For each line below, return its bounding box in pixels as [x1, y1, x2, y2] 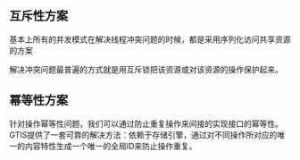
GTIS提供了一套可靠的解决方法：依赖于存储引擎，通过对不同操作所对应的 [9, 129, 278, 140]
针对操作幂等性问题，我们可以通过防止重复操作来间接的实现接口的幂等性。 [9, 118, 283, 129]
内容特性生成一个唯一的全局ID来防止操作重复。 [24, 140, 197, 151]
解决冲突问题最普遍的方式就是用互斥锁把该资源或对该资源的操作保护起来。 [9, 63, 283, 74]
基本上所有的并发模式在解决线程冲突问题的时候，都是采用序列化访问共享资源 [9, 34, 291, 45]
